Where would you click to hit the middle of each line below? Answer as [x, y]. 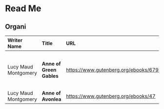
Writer [15, 40]
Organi [16, 27]
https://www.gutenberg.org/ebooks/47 [111, 96]
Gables [50, 76]
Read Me [23, 9]
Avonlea [51, 99]
